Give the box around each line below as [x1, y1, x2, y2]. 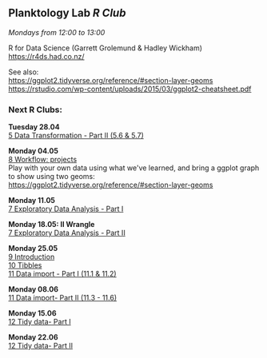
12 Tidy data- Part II [8, 341, 74, 351]
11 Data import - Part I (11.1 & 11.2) [8, 269, 118, 279]
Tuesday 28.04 [8, 122, 60, 132]
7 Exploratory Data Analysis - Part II [8, 228, 126, 238]
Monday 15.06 [8, 308, 58, 318]
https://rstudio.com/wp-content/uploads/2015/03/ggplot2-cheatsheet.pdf [8, 84, 252, 93]
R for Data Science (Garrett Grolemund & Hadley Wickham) [8, 43, 202, 53]
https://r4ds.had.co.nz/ [8, 51, 86, 61]
